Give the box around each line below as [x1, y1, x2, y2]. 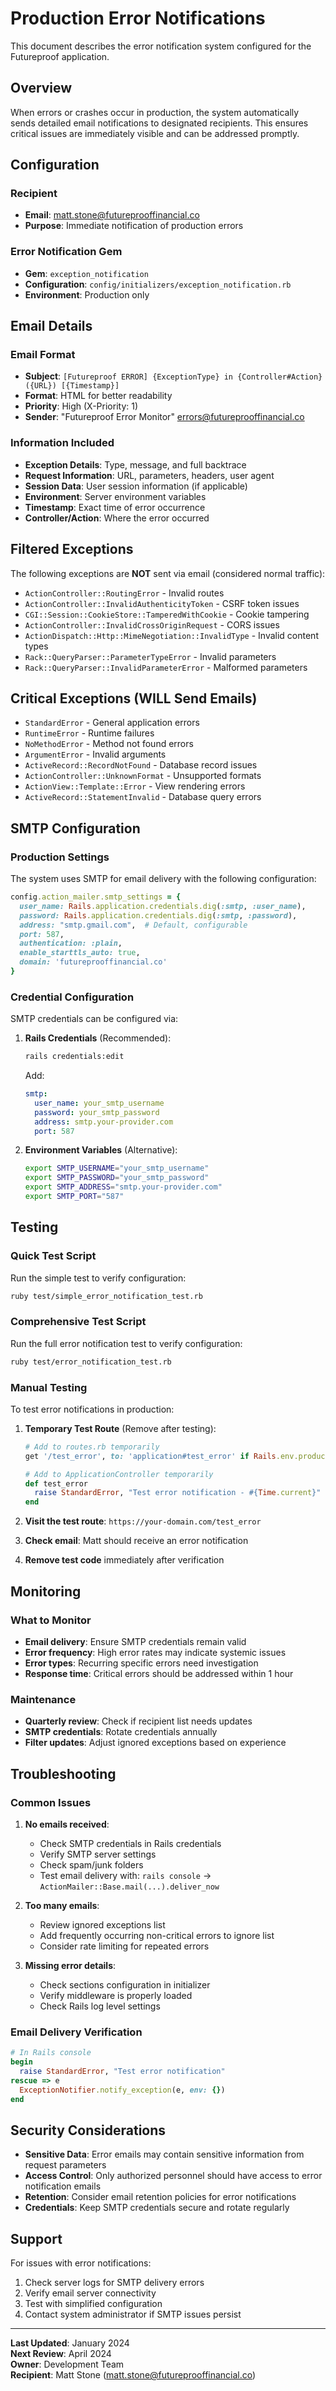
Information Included [10, 436, 115, 450]
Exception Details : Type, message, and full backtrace [24, 458, 247, 471]
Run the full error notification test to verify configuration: [10, 1337, 243, 1349]
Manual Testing [10, 1380, 88, 1394]
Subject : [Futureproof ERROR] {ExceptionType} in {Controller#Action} [24, 370, 323, 382]
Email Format [10, 348, 76, 362]
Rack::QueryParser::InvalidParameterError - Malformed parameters [24, 661, 308, 673]
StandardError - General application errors [24, 717, 200, 729]
